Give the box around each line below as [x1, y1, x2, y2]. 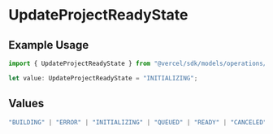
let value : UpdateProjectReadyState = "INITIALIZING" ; [8, 74, 198, 82]
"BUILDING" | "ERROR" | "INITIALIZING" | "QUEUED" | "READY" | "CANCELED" [8, 118, 267, 127]
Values [8, 97, 45, 110]
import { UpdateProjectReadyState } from [8, 59, 151, 67]
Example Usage [8, 38, 89, 52]
